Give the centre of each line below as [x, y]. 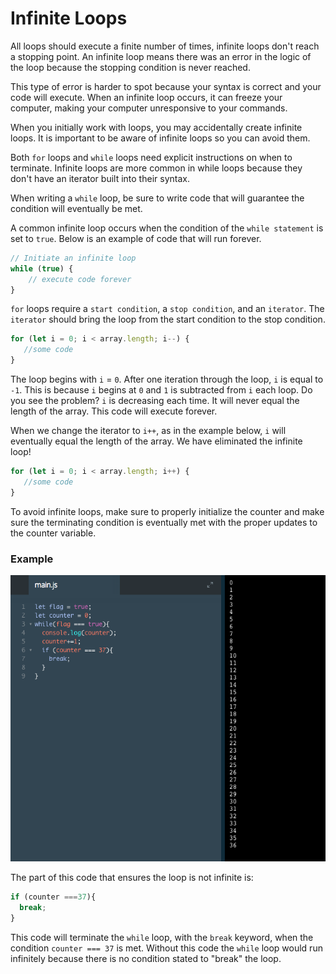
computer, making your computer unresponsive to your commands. [149, 108]
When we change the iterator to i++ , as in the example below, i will [148, 431]
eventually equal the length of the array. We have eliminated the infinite [156, 441]
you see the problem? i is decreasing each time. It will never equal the [155, 401]
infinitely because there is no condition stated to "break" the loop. [146, 958]
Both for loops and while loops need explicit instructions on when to [151, 157]
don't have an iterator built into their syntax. [100, 178]
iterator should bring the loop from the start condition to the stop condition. [168, 319]
